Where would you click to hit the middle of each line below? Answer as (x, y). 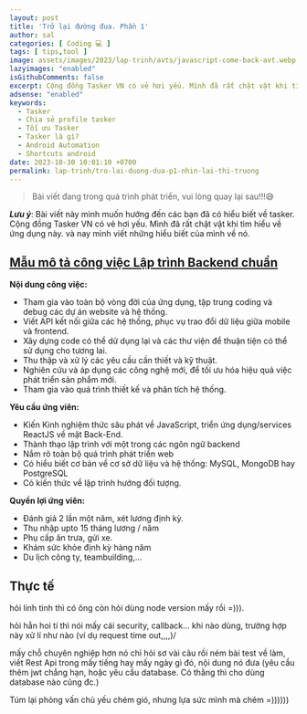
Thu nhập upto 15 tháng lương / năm (91, 528)
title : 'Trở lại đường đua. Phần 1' (79, 26)
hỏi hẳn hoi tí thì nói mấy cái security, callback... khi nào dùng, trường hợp (148, 625)
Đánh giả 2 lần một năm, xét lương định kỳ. (103, 519)
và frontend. (46, 331)
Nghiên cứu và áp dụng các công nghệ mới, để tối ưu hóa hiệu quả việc (157, 370)
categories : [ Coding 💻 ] (60, 43)
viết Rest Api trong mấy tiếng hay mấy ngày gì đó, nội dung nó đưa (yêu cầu (152, 662)
